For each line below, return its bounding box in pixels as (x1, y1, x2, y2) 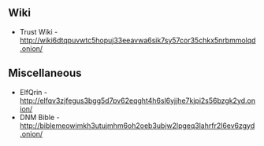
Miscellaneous (8, 67, 82, 80)
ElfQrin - (19, 87, 47, 97)
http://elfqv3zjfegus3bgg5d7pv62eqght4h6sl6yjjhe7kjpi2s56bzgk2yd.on (19, 96, 256, 105)
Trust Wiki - (19, 27, 58, 36)
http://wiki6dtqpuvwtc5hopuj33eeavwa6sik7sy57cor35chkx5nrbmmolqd (19, 35, 256, 45)
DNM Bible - (19, 112, 61, 122)
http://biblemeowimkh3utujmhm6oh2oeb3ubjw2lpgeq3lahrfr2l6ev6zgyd (19, 121, 255, 130)
